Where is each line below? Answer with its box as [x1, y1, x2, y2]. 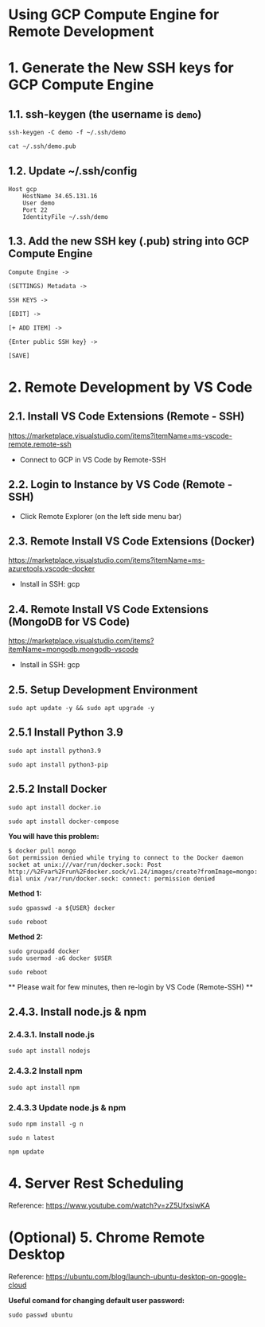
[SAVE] [8, 352, 30, 360]
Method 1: [8, 888, 42, 898]
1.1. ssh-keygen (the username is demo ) [8, 107, 202, 121]
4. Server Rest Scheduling [8, 1174, 185, 1192]
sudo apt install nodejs [8, 1047, 91, 1056]
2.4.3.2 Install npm [8, 1065, 83, 1076]
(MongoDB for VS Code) [8, 615, 131, 628]
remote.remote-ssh [8, 439, 72, 449]
